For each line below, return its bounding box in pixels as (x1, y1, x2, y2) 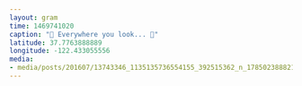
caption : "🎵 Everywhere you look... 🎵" (9, 30, 159, 39)
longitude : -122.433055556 (9, 47, 111, 56)
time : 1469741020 (9, 21, 75, 30)
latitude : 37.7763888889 (9, 38, 102, 47)
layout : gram (9, 13, 58, 22)
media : (9, 55, 34, 64)
